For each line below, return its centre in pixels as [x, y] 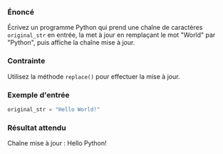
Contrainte [26, 61]
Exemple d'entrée [38, 94]
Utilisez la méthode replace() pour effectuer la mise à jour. [94, 76]
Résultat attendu [37, 128]
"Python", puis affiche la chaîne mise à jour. [71, 43]
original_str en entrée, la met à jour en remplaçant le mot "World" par [111, 35]
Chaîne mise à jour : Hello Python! [57, 143]
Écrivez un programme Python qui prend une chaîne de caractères [105, 28]
